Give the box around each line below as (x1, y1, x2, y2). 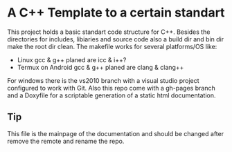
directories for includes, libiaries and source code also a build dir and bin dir (7, 35, 224, 43)
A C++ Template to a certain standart (7, 5, 225, 21)
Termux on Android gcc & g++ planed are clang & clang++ (17, 63, 184, 71)
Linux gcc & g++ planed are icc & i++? (17, 55, 127, 64)
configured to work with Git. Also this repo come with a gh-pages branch (7, 84, 216, 92)
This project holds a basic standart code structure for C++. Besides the (7, 28, 211, 36)
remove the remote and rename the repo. (7, 137, 125, 145)
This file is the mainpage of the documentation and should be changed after (7, 129, 224, 137)
